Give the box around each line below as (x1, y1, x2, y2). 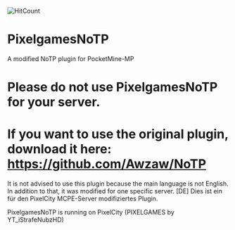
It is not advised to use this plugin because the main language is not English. (7, 179, 229, 188)
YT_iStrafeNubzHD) (7, 215, 65, 224)
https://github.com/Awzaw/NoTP (7, 156, 206, 172)
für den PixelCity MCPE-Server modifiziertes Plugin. (7, 194, 158, 203)
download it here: (7, 141, 112, 158)
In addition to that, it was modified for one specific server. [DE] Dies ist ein (7, 187, 223, 196)
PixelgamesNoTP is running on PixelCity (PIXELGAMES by (7, 208, 174, 217)
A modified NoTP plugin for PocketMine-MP (7, 54, 134, 63)
